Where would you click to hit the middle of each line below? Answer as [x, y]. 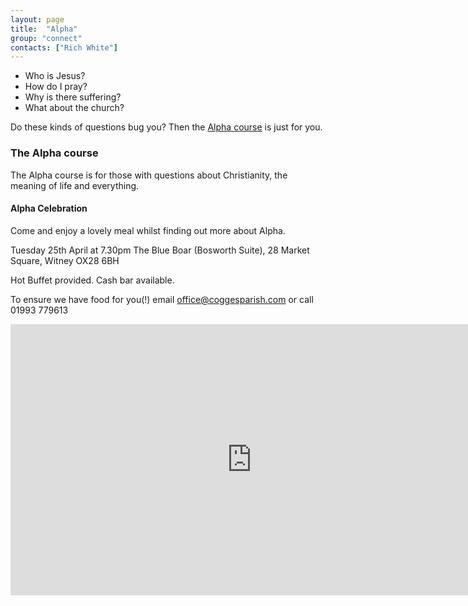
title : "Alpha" [44, 29]
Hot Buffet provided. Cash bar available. [92, 280]
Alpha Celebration [49, 208]
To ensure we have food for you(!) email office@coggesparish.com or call [162, 299]
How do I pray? [56, 87]
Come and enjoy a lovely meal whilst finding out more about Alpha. [148, 230]
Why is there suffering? [73, 97]
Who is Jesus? [55, 76]
